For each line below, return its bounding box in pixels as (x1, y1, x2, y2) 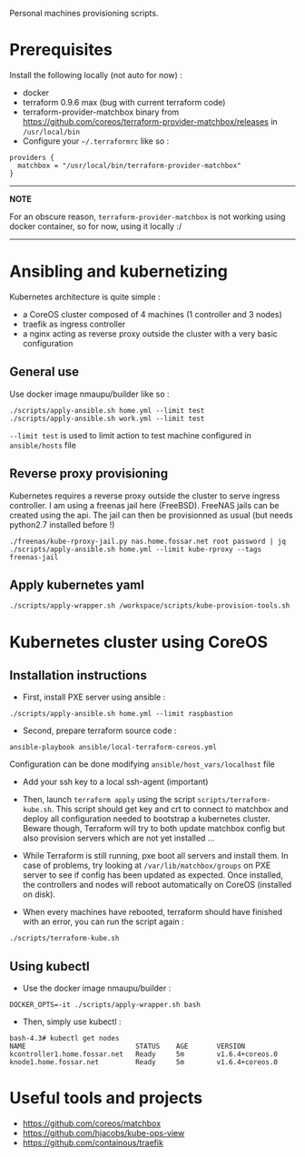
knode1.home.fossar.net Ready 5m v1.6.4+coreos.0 (9, 1058, 279, 1067)
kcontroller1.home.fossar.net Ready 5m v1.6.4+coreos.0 (9, 1050, 279, 1059)
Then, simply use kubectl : (22, 1016, 122, 1027)
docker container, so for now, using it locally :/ (9, 220, 182, 231)
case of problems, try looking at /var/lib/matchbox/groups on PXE (22, 860, 271, 871)
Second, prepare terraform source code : (22, 725, 177, 736)
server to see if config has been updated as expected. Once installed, (22, 870, 284, 880)
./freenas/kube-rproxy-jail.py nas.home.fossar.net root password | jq (9, 537, 286, 546)
